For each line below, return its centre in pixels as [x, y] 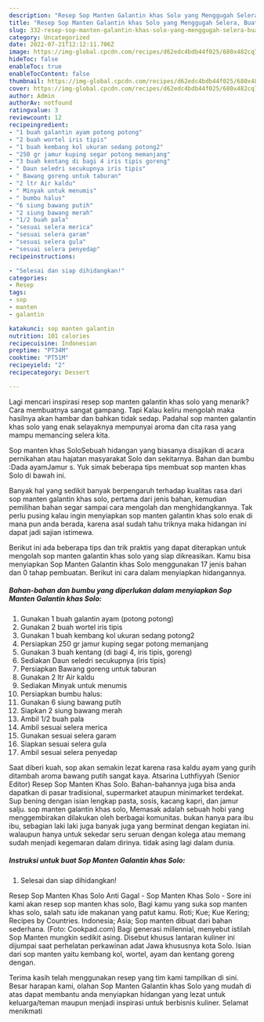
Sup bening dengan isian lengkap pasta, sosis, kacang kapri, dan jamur [124, 800]
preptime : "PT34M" [39, 350]
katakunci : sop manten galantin [61, 328]
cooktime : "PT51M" [39, 358]
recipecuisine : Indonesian [53, 343]
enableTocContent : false [49, 74]
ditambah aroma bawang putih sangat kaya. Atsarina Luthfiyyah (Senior [124, 775]
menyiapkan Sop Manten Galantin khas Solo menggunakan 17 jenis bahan [128, 564]
